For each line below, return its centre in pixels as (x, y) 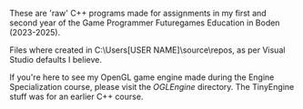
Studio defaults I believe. (56, 59)
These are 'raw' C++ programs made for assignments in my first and (138, 13)
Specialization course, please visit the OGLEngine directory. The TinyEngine (152, 87)
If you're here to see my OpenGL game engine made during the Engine (142, 77)
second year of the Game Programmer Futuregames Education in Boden (145, 23)
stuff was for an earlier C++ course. (76, 96)
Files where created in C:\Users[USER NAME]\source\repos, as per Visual (147, 50)
